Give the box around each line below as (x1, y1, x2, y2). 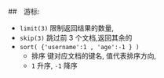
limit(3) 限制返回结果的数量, (19, 23, 115, 33)
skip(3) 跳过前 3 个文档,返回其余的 (19, 34, 133, 42)
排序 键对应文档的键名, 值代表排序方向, (31, 51, 157, 60)
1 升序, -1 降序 (31, 61, 78, 70)
